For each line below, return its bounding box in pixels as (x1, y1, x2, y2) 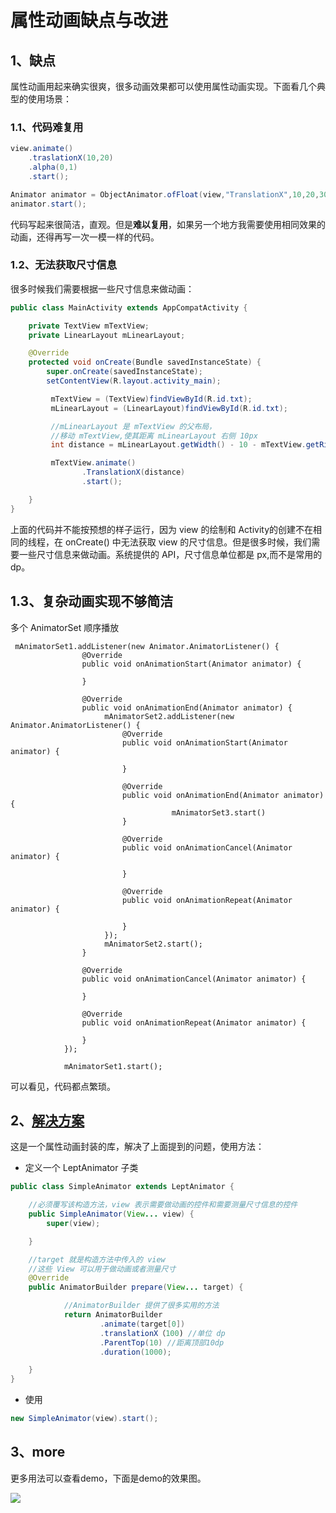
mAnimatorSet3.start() (171, 807, 267, 818)
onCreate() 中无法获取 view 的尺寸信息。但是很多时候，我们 (64, 536, 312, 548)
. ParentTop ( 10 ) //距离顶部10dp (99, 1337, 225, 1348)
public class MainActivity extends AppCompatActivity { (10, 302, 248, 313)
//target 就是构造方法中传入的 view (28, 1254, 166, 1265)
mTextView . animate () (50, 458, 137, 468)
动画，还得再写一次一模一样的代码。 (10, 231, 160, 243)
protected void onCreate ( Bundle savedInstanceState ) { (28, 357, 262, 368)
